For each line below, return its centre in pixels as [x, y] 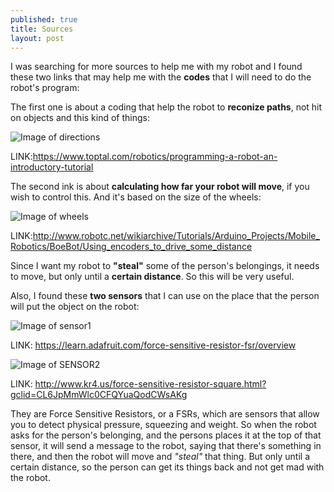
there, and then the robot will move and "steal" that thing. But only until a [160, 457]
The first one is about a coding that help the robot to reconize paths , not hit [166, 107]
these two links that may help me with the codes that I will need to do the [161, 77]
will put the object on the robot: [75, 307]
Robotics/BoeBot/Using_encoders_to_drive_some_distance [131, 247]
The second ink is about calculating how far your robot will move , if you [160, 187]
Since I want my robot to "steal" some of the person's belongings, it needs [165, 266]
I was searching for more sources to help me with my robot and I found [156, 67]
